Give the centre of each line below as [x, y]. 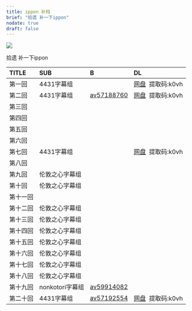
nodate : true [22, 23]
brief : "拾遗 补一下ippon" [37, 17]
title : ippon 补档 [28, 12]
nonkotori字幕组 [62, 288]
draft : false [22, 29]
